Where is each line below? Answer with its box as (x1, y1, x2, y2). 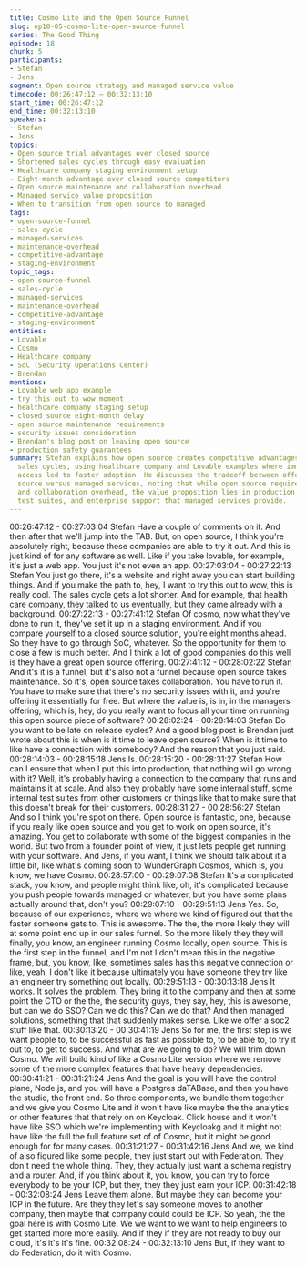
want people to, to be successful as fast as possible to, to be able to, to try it (9, 1034, 296, 1045)
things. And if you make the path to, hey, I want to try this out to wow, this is (9, 579, 293, 590)
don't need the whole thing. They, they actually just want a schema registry (9, 1160, 291, 1170)
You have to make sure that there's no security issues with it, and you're (9, 685, 280, 697)
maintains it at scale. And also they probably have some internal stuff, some (9, 782, 293, 793)
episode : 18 (9, 38, 55, 48)
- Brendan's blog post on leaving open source (9, 436, 189, 446)
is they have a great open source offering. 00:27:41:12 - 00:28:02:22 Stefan (9, 657, 292, 668)
